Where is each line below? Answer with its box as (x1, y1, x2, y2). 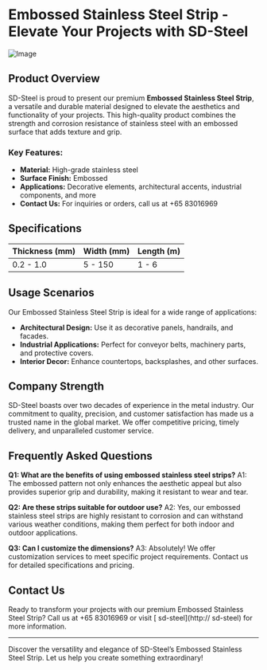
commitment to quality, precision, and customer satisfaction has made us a (8, 409, 254, 419)
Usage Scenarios (8, 286, 95, 300)
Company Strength (8, 380, 105, 394)
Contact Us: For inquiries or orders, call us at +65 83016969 (19, 199, 219, 209)
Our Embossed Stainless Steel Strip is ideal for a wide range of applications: (8, 307, 257, 316)
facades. (19, 331, 49, 340)
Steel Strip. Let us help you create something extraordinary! (8, 653, 204, 663)
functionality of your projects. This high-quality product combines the (8, 110, 236, 120)
